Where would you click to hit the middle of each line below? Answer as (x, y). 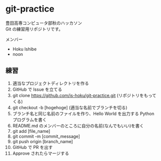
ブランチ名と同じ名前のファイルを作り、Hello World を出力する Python (83, 113)
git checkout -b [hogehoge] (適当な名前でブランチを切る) (70, 107)
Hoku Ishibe (24, 49)
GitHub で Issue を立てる (37, 89)
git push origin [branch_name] (43, 141)
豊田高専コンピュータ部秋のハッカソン (44, 23)
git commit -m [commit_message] (46, 136)
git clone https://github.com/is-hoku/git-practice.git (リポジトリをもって (84, 95)
